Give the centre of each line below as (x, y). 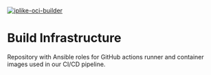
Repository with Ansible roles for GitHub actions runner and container (105, 57)
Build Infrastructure (64, 38)
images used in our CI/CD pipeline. (56, 64)
